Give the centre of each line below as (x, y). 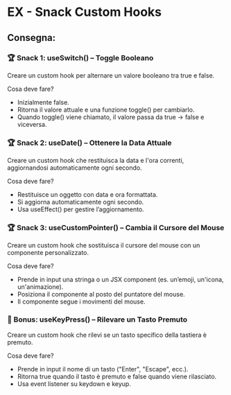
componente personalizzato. (48, 253)
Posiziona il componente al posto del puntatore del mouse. (101, 295)
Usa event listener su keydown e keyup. (74, 384)
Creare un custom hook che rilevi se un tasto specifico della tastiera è (107, 335)
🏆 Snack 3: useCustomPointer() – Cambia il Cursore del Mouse (116, 228)
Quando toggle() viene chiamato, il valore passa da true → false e (111, 117)
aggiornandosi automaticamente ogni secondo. (75, 168)
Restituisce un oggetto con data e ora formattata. (87, 195)
